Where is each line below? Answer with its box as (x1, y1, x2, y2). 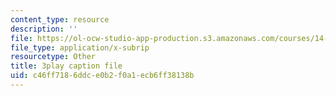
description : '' (10, 24, 78, 34)
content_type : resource (10, 14, 110, 25)
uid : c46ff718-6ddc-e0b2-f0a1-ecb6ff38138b (10, 71, 195, 81)
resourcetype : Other (10, 52, 97, 62)
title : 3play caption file (10, 61, 123, 71)
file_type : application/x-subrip (10, 42, 150, 53)
